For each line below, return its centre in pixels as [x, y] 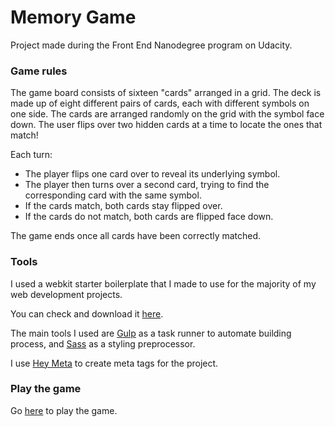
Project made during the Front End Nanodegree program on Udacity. [151, 45]
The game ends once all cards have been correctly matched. [136, 236]
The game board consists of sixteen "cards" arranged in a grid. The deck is [166, 93]
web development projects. [66, 294]
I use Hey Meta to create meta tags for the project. [114, 363]
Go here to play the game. [64, 410]
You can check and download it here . [87, 313]
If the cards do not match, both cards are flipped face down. [149, 217]
